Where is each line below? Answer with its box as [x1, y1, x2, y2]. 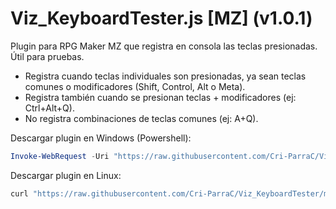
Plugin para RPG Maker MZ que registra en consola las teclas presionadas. [10, 40, 318, 52]
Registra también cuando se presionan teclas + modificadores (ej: [24, 91, 297, 103]
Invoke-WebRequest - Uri [10, 151, 110, 161]
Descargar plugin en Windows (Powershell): [10, 132, 192, 144]
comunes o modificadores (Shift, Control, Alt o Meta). [24, 80, 246, 92]
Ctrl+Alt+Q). [24, 102, 75, 114]
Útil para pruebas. [10, 50, 85, 62]
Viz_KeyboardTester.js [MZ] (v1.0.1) [10, 7, 313, 30]
